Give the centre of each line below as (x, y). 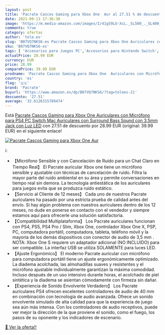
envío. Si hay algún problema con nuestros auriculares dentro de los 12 (84, 205)
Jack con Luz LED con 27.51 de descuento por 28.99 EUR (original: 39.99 (79, 126)
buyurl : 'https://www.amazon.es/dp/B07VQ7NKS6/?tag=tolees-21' (71, 92)
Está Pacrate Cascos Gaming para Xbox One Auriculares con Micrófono (78, 115)
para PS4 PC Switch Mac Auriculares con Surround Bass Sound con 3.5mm (82, 121)
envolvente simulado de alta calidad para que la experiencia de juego (82, 302)
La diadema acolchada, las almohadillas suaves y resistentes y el (78, 265)
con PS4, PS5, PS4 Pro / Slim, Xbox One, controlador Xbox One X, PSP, (84, 227)
